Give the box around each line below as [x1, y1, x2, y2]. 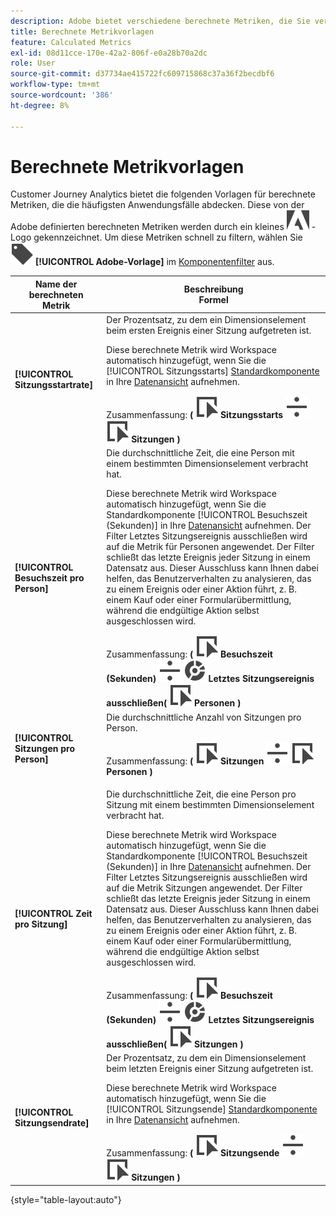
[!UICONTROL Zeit [14, 908, 93, 920]
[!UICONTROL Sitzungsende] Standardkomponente [106, 1103, 318, 1115]
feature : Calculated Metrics [10, 37, 132, 47]
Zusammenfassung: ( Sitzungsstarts [106, 409, 284, 421]
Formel [198, 294, 229, 306]
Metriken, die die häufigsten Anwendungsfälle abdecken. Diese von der [10, 199, 305, 211]
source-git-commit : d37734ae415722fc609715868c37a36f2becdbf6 [10, 69, 275, 79]
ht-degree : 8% [10, 100, 70, 110]
